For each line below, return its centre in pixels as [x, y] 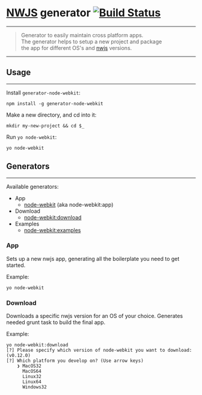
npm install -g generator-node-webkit [55, 103]
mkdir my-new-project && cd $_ [45, 126]
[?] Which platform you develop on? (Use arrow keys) [75, 361]
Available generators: [32, 186]
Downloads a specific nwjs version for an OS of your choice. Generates [95, 316]
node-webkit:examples [52, 230]
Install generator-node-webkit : [44, 93]
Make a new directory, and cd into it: [51, 115]
